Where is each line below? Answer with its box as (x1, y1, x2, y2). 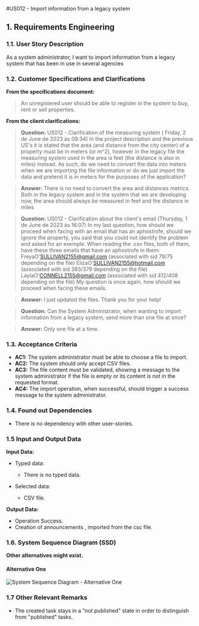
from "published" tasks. (14, 613, 73, 620)
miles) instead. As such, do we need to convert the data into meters (20, 160, 187, 167)
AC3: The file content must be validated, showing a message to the (14, 366, 180, 374)
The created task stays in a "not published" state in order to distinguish (14, 607, 189, 614)
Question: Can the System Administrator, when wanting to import (20, 307, 181, 314)
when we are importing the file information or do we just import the (20, 166, 185, 174)
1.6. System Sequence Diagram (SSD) (6, 538, 116, 546)
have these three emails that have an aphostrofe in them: (20, 246, 160, 254)
